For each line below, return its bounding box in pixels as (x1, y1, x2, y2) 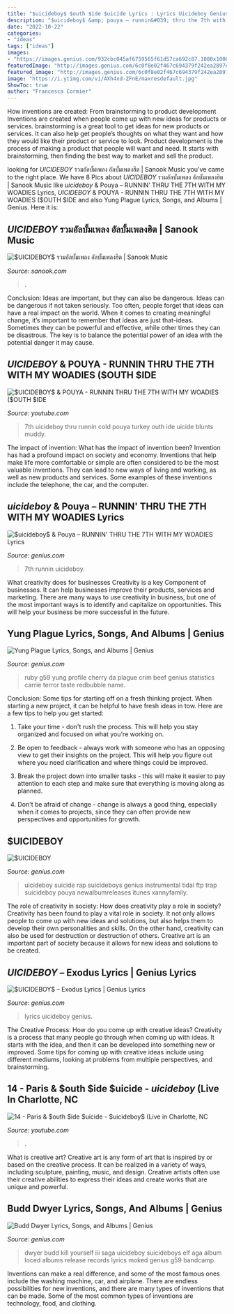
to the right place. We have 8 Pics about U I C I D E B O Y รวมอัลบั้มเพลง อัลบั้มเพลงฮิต (7, 173, 224, 181)
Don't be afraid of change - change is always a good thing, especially (17, 800, 217, 809)
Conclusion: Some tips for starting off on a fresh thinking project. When (7, 694, 212, 703)
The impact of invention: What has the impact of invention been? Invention (7, 443, 221, 451)
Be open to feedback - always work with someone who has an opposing (17, 744, 225, 752)
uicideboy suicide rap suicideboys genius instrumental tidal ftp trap (24, 881, 217, 890)
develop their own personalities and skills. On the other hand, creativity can (7, 924, 224, 932)
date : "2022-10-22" (7, 23, 64, 30)
